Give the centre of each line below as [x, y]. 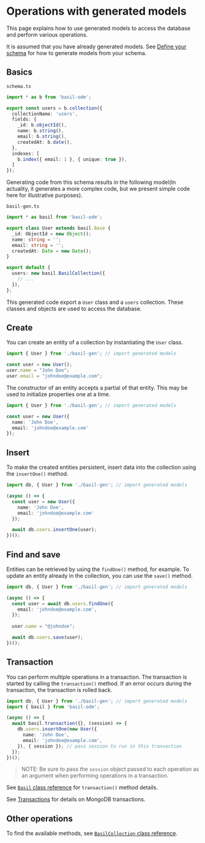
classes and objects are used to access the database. [74, 308]
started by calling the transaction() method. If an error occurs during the [99, 683]
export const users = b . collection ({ [54, 108]
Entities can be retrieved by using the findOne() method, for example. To [98, 569]
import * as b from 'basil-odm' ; [49, 97]
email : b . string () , [42, 136]
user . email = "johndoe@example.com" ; [54, 376]
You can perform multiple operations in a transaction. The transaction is [97, 677]
